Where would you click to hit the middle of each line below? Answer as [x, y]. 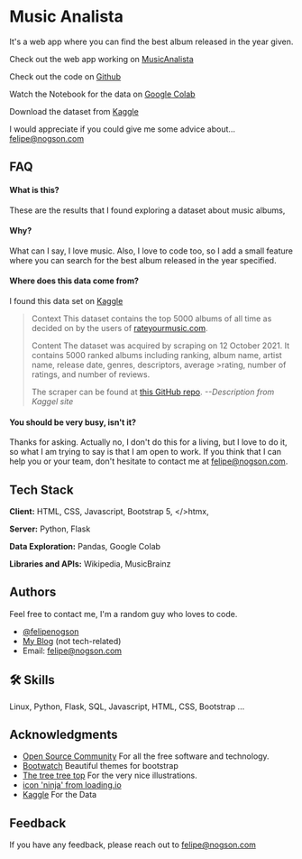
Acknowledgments [64, 734]
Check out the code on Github [65, 76]
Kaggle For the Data [59, 795]
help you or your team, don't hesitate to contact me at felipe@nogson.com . [149, 461]
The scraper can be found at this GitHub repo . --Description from [153, 392]
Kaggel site [52, 401]
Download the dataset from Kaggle [74, 111]
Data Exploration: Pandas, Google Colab [85, 546]
